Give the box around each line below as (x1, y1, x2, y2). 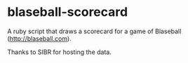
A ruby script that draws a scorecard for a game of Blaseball (7, 27, 182, 35)
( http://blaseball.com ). (7, 34, 72, 42)
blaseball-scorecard (7, 4, 128, 20)
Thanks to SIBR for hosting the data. (7, 48, 112, 56)
